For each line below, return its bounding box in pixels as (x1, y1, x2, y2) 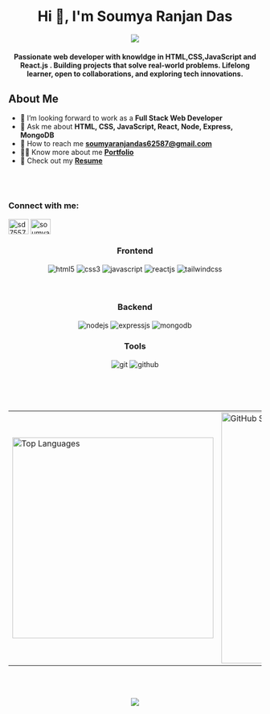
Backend (117, 301, 153, 312)
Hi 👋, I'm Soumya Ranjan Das (37, 7, 233, 26)
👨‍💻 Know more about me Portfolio (19, 148, 134, 157)
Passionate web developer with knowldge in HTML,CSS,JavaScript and (13, 51, 257, 61)
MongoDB (19, 130, 55, 140)
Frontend (117, 245, 153, 256)
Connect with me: (8, 200, 80, 211)
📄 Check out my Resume (19, 156, 103, 165)
